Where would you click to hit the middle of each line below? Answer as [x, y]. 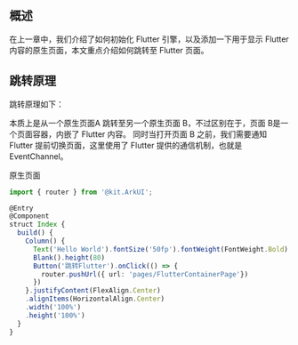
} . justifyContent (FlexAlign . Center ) [93, 291]
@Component [29, 216]
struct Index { [37, 225]
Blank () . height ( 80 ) [68, 257]
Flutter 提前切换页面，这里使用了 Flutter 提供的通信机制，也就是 [126, 145]
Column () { [45, 241]
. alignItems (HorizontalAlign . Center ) [95, 299]
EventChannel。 [39, 156]
